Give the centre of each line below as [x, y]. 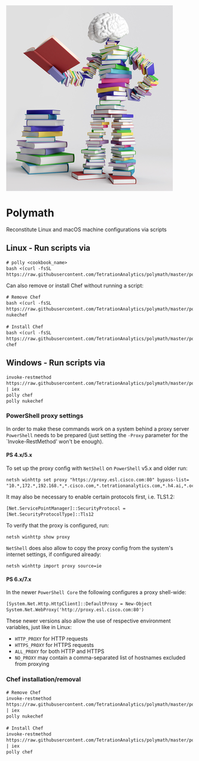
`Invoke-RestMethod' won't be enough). [55, 441]
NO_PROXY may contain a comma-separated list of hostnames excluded [100, 658]
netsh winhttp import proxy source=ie [54, 566]
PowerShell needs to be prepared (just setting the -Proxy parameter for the [97, 435]
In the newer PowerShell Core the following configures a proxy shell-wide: [96, 592]
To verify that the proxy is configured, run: [58, 526]
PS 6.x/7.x [19, 579]
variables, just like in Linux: [39, 627]
